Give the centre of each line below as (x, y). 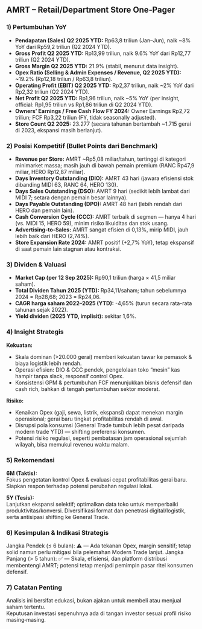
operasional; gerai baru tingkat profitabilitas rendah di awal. (89, 419)
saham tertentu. (26, 607)
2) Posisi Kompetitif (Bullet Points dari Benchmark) (82, 146)
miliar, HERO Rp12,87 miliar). (50, 172)
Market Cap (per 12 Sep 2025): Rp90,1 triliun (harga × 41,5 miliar (95, 278)
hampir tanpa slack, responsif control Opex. (69, 376)
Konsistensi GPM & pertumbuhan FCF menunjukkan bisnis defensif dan (103, 382)
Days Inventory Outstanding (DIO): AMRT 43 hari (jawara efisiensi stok (104, 178)
